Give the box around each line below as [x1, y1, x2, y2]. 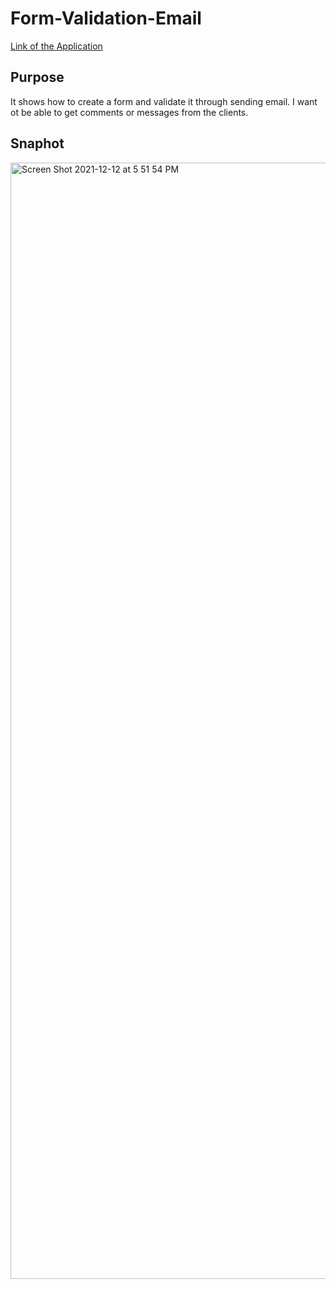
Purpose [10, 69, 65, 86]
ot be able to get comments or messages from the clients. [10, 106, 249, 118]
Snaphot [10, 135, 65, 152]
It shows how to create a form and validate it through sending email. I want [10, 95, 318, 107]
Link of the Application [10, 40, 103, 52]
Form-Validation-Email [10, 7, 202, 30]
